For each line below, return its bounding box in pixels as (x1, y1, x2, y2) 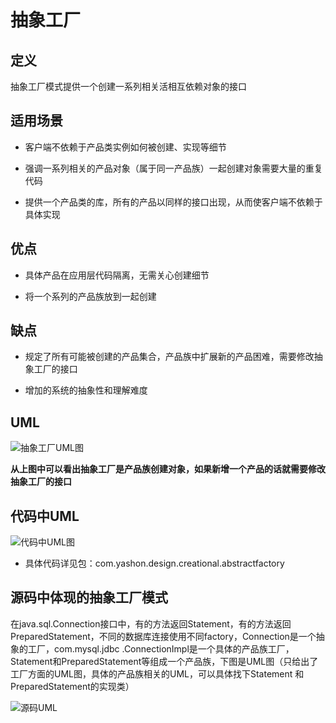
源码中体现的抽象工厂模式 (10, 589, 168, 606)
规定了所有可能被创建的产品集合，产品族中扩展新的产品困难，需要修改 (24, 351, 315, 363)
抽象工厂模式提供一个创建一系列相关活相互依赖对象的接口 (10, 81, 247, 92)
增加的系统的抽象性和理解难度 (24, 384, 148, 396)
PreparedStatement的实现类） (10, 680, 135, 692)
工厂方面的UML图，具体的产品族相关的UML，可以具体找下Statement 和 (10, 667, 305, 680)
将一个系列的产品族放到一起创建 (24, 290, 157, 302)
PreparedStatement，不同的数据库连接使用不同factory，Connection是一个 (10, 630, 317, 642)
